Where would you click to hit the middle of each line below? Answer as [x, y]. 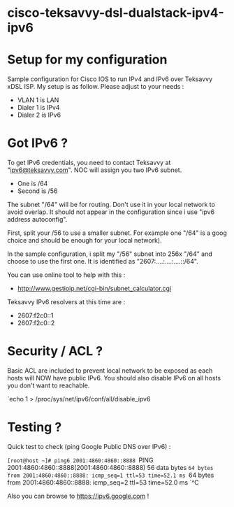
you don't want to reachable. [49, 385]
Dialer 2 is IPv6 [39, 115]
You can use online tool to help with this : [66, 275]
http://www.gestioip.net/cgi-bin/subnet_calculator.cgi [94, 289]
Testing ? [35, 427]
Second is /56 [37, 191]
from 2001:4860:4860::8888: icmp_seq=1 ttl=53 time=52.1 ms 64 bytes [111, 475]
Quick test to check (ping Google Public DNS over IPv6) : [89, 446]
